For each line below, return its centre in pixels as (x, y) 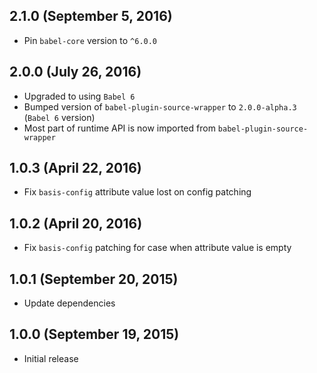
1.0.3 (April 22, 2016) (75, 168)
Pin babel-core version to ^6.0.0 (90, 40)
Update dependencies (69, 303)
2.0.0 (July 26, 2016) (75, 72)
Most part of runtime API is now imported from (119, 128)
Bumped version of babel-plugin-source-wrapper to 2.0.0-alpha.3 (160, 106)
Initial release (51, 358)
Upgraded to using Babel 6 (79, 96)
